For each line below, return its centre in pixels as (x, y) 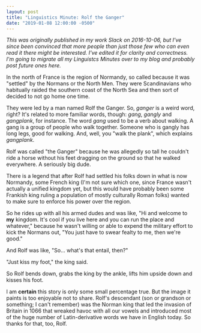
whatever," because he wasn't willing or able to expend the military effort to (100, 226)
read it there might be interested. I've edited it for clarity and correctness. (97, 53)
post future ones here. (34, 66)
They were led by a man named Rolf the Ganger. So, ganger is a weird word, (100, 108)
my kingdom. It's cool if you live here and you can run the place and (90, 219)
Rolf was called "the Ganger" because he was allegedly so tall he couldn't (97, 151)
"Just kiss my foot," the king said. (47, 262)
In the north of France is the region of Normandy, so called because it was (98, 77)
